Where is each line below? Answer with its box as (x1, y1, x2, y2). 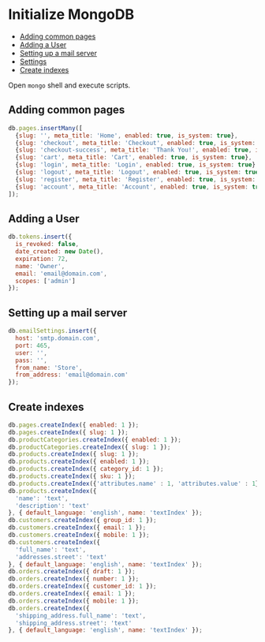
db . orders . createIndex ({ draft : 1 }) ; (8, 568, 136, 576)
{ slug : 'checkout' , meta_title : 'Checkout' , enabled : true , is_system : (15, 139, 256, 147)
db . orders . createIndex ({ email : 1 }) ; (8, 590, 136, 598)
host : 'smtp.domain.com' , (15, 334, 101, 342)
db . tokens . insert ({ (8, 233, 73, 241)
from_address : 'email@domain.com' (15, 371, 129, 379)
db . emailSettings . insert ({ (8, 327, 97, 335)
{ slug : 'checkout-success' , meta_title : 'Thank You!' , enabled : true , (15, 146, 252, 155)
